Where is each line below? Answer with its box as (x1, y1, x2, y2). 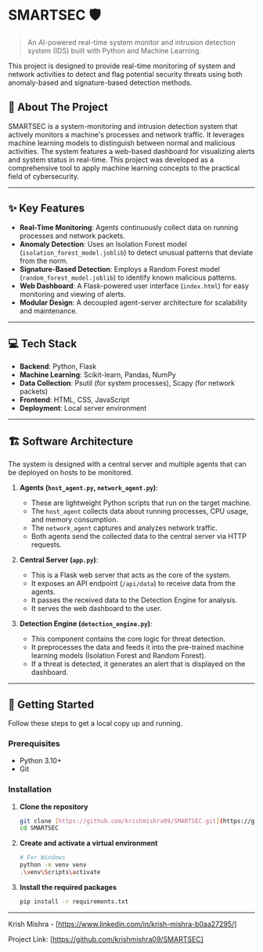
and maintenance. (19, 306, 78, 315)
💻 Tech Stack (8, 337, 77, 350)
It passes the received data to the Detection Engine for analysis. (31, 595, 237, 605)
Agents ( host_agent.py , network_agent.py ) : (19, 483, 158, 492)
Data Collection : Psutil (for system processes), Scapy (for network (19, 379, 235, 388)
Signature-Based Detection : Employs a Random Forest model (19, 264, 221, 273)
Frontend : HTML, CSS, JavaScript (19, 395, 130, 405)
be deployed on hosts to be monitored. (8, 468, 133, 478)
